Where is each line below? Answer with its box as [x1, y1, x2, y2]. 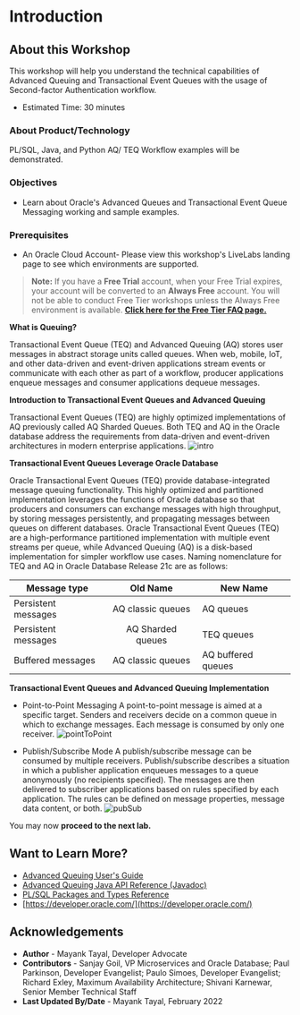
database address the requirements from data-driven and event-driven [9, 431, 271, 441]
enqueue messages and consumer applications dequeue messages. [9, 377, 261, 388]
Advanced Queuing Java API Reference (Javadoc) [21, 879, 207, 890]
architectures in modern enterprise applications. [9, 440, 187, 451]
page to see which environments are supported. [21, 258, 199, 269]
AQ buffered [202, 648, 254, 661]
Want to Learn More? [9, 846, 129, 861]
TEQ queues [202, 628, 254, 641]
